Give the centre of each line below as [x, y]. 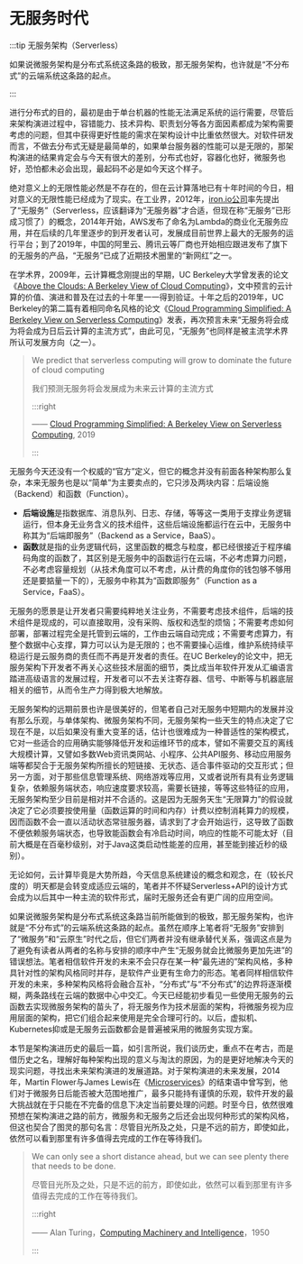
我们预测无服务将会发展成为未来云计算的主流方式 [122, 388]
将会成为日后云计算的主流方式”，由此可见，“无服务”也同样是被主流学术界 [152, 331]
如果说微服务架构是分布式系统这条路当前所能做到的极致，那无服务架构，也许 [151, 916]
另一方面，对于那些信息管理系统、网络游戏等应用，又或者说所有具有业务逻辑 [151, 776]
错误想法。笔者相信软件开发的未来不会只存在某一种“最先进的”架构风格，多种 [151, 961]
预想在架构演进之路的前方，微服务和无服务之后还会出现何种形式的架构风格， [151, 1115]
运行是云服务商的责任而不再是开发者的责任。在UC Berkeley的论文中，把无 [155, 655]
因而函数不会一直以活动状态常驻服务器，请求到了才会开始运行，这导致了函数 [151, 821]
